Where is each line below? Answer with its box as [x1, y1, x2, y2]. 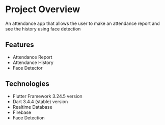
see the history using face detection [5, 25, 81, 32]
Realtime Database [12, 104, 52, 110]
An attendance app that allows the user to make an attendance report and [5, 20, 160, 26]
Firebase [12, 109, 32, 115]
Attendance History [12, 59, 53, 66]
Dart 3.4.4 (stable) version [12, 98, 68, 105]
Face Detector [12, 65, 43, 71]
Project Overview [5, 4, 80, 15]
